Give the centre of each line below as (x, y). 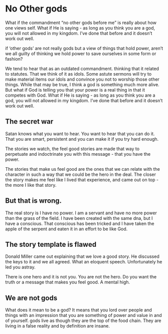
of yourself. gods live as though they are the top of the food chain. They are (83, 320)
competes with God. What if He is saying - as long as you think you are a (80, 95)
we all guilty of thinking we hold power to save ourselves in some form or (81, 54)
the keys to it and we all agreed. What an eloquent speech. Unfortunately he (84, 262)
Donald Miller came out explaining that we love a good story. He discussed (82, 256)
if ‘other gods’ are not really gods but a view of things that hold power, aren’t (84, 48)
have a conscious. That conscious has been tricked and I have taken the (80, 223)
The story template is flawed (51, 244)
